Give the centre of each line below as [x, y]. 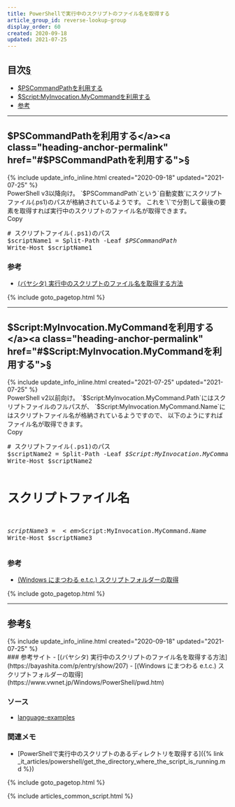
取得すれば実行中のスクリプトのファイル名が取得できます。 [105, 210]
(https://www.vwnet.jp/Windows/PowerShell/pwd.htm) [86, 682]
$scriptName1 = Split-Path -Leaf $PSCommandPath [92, 241]
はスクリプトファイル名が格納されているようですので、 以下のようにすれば [115, 415]
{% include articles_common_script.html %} [70, 796]
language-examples [46, 717]
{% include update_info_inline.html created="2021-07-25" [91, 382]
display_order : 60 [34, 27]
